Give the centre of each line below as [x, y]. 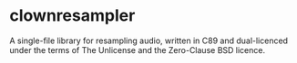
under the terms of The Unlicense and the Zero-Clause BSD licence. [138, 49]
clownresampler [72, 16]
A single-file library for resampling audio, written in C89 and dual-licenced [149, 40]
